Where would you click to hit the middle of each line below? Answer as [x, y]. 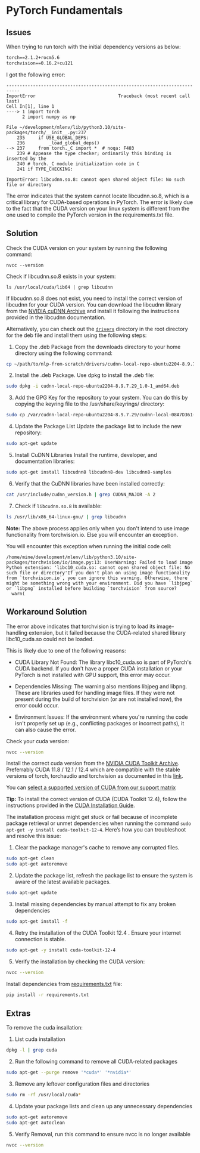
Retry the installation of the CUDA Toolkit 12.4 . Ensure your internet [98, 933]
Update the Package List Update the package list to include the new [98, 426]
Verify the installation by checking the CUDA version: [80, 962]
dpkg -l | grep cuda [32, 1050]
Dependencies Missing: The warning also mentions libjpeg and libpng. [101, 686]
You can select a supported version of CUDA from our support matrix [91, 787]
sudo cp [16, 415]
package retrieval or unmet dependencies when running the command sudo [99, 823]
